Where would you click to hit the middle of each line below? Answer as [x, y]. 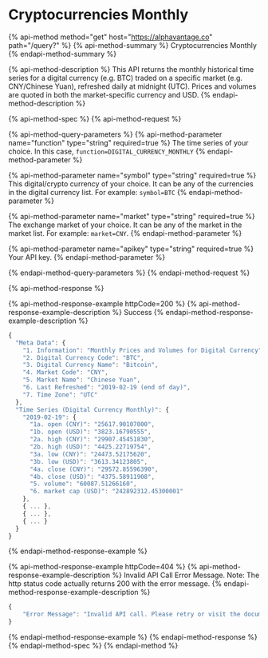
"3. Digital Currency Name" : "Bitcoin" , [91, 365]
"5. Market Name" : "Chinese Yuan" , [82, 380]
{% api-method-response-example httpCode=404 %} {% [103, 567]
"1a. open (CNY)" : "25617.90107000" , [92, 425]
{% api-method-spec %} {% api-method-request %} [95, 118]
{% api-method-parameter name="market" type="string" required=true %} [132, 216]
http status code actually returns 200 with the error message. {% [115, 584]
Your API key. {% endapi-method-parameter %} [87, 257]
